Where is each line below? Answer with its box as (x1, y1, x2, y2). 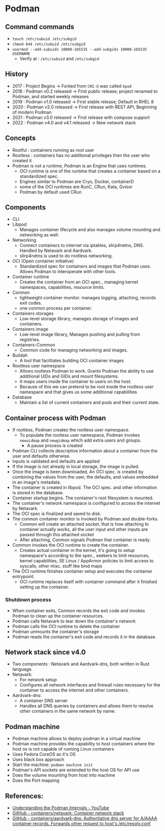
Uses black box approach (12, 757, 65, 762)
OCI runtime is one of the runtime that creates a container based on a (19, 168, 161, 174)
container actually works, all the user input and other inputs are (19, 526, 148, 532)
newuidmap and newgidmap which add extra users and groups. (19, 437, 142, 444)
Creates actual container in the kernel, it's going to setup (19, 548, 135, 554)
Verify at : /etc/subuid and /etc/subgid (19, 56, 99, 62)
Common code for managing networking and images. (19, 347, 128, 353)
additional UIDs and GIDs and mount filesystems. (19, 373, 119, 380)
